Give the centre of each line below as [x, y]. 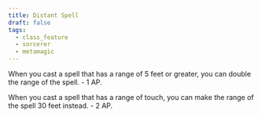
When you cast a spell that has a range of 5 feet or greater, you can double [130, 74]
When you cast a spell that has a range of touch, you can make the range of [131, 97]
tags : [17, 30]
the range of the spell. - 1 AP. [55, 82]
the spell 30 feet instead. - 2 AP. [61, 105]
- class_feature [42, 37]
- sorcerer [33, 45]
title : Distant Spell [44, 15]
